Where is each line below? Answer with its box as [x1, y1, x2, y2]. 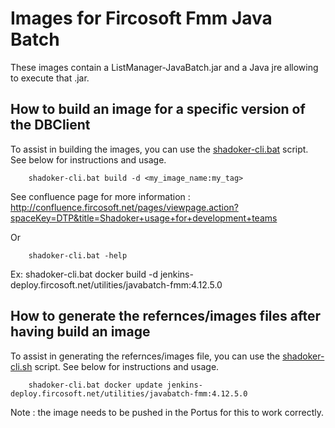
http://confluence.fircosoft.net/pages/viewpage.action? [10, 201, 239, 213]
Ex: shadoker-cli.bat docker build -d [10, 268, 158, 280]
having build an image [10, 323, 151, 341]
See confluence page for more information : [10, 190, 191, 202]
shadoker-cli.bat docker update [28, 380, 163, 390]
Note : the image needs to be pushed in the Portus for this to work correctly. [10, 406, 325, 418]
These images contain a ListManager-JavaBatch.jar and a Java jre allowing [10, 61, 319, 73]
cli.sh [10, 360, 33, 372]
